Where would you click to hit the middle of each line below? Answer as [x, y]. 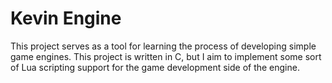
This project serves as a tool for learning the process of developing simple [163, 46]
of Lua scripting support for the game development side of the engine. [155, 67]
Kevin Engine [66, 18]
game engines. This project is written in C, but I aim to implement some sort [166, 56]
